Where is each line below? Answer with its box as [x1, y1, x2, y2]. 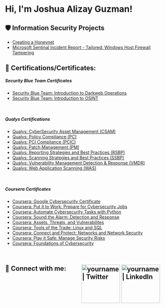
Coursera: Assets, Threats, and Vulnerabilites [12, 219, 104, 225]
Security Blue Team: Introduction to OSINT [12, 95, 99, 102]
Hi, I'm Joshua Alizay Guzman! [5, 3, 133, 15]
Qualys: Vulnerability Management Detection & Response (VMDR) [12, 160, 145, 166]
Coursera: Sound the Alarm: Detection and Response [12, 214, 119, 220]
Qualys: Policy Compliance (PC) [12, 134, 77, 140]
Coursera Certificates [5, 186, 51, 192]
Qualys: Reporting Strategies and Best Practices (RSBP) [12, 149, 125, 156]
